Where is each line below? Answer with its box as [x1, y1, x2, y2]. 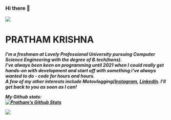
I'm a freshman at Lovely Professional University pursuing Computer [5, 51, 155, 57]
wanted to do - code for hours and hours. [5, 73, 95, 79]
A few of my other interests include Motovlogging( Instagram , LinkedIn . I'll [5, 78, 166, 85]
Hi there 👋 [5, 5, 31, 12]
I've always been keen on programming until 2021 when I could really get [5, 62, 164, 68]
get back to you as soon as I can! [5, 84, 77, 90]
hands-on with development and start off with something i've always [5, 68, 156, 74]
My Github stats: [5, 94, 42, 100]
